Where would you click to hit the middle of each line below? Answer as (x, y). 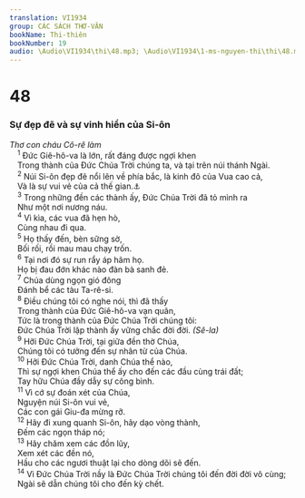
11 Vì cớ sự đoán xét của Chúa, (74, 391)
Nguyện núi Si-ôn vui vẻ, (64, 402)
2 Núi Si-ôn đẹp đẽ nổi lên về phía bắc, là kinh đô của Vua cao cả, (140, 176)
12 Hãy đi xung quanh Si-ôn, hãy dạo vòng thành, (109, 422)
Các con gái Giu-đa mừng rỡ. (71, 411)
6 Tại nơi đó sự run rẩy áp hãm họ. (81, 259)
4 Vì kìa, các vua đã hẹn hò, (69, 217)
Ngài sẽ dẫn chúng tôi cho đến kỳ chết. (91, 483)
